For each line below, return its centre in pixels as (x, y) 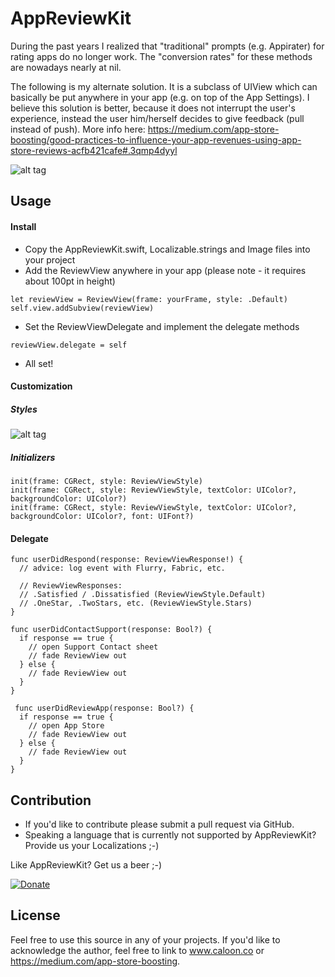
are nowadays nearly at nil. (66, 67)
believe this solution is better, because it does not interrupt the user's (153, 108)
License (35, 915)
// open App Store (66, 726)
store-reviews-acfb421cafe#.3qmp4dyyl (94, 150)
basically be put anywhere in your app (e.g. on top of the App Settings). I (160, 97)
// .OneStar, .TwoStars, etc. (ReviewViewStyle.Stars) (136, 603)
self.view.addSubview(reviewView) (82, 308)
